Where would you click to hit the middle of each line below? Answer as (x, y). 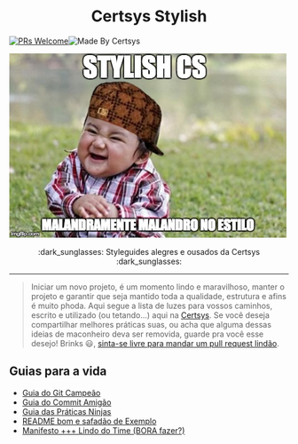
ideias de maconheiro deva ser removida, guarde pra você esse (147, 334)
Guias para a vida (58, 372)
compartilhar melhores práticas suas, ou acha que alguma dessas (151, 324)
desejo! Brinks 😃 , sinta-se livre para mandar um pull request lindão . (155, 343)
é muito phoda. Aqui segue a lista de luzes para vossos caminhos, (152, 305)
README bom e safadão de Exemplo (89, 421)
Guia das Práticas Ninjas (67, 411)
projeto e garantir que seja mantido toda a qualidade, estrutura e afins (158, 296)
